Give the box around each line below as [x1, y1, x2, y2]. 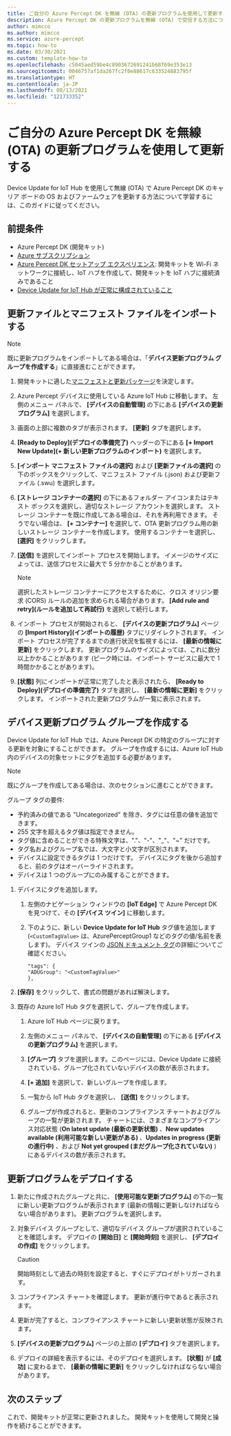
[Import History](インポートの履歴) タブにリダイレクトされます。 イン [25, 628, 224, 636]
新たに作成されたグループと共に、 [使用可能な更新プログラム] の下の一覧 [16, 1193, 223, 1201]
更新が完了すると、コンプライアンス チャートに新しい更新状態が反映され [16, 1316, 223, 1324]
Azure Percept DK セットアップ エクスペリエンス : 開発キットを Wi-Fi [16, 260, 212, 268]
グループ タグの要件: [7, 796, 65, 804]
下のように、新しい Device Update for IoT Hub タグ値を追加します [27, 923, 216, 932]
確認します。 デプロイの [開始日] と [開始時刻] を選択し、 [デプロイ [29, 1233, 219, 1241]
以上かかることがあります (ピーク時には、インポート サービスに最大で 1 [16, 654, 220, 662]
